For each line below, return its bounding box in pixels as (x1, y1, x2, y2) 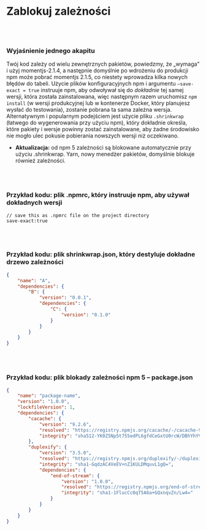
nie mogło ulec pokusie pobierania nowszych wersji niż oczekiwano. (6, 132, 179, 139)
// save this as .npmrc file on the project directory (6, 212, 150, 218)
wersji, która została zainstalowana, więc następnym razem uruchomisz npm (6, 93, 197, 101)
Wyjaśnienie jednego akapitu (6, 46, 95, 55)
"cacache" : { (28, 415, 62, 421)
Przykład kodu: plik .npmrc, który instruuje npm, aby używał (6, 191, 189, 199)
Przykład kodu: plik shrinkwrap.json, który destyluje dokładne (6, 250, 196, 259)
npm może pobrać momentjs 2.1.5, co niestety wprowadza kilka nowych (6, 74, 188, 81)
